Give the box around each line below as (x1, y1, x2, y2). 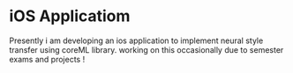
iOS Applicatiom (9, 6, 131, 26)
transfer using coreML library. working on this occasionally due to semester (9, 44, 284, 55)
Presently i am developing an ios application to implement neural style (9, 35, 264, 46)
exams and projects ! (9, 54, 86, 64)
